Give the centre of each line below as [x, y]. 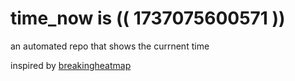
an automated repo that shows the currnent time [110, 46]
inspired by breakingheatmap [71, 65]
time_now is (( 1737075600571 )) [148, 18]
